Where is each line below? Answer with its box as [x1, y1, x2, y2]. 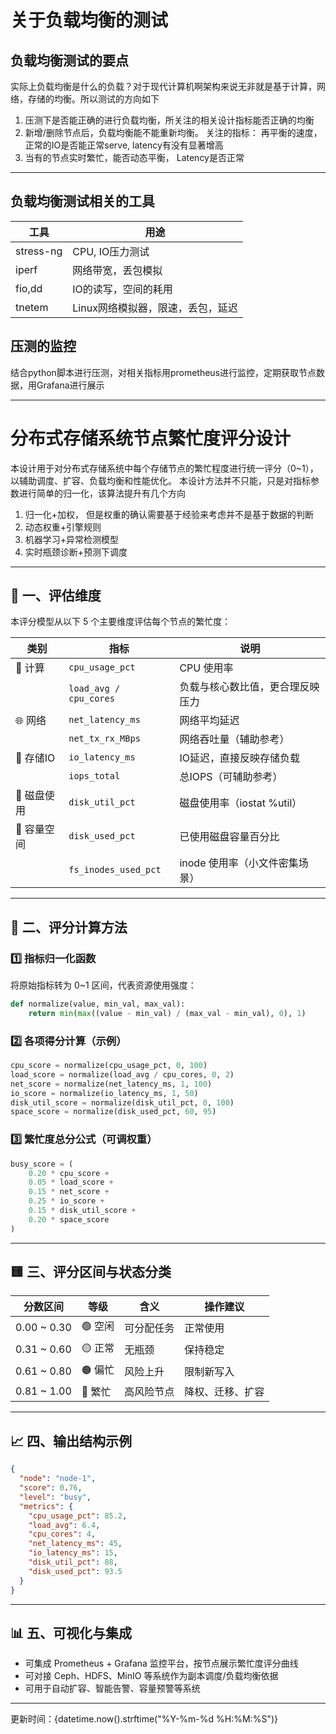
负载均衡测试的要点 [10, 52, 129, 69]
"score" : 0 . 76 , [19, 1483, 83, 1493]
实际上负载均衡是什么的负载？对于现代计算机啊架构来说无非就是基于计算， [10, 81, 317, 92]
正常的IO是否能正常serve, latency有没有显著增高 [24, 139, 224, 151]
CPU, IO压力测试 [72, 244, 150, 258]
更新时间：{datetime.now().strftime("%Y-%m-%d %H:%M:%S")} [10, 1713, 278, 1725]
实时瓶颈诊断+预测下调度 [24, 546, 128, 558]
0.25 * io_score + [28, 1196, 105, 1206]
